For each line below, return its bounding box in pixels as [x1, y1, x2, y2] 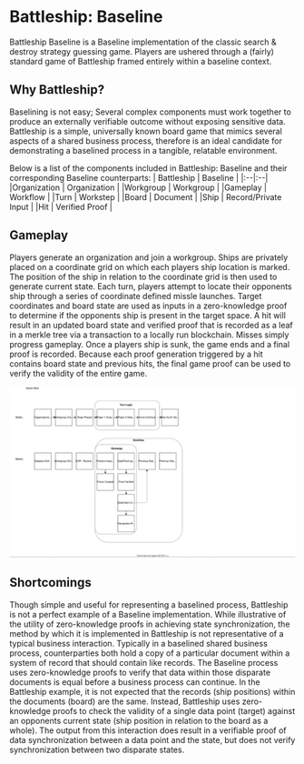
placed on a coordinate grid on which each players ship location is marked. [9, 261, 290, 272]
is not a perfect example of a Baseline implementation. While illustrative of [9, 608, 287, 619]
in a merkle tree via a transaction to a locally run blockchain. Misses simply [9, 329, 289, 340]
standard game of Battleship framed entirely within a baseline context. [9, 55, 272, 66]
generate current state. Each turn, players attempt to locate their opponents [9, 280, 292, 292]
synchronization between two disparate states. [9, 744, 185, 755]
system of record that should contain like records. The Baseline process [9, 657, 279, 668]
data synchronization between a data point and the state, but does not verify [9, 734, 296, 745]
